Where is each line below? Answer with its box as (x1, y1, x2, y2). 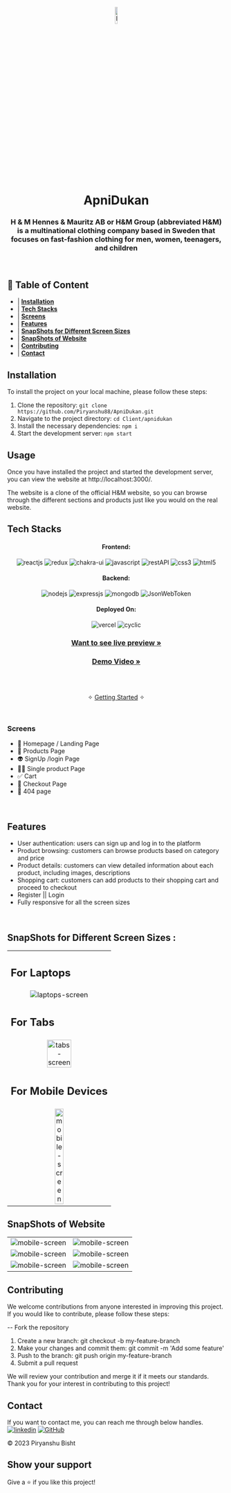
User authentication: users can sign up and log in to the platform (17, 839, 201, 847)
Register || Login (17, 891, 64, 899)
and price (17, 854, 45, 863)
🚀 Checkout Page (17, 780, 67, 788)
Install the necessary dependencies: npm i (17, 422, 138, 430)
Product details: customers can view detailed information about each (17, 861, 214, 870)
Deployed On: (95, 605, 137, 614)
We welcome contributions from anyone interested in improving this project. (7, 1302, 223, 1311)
